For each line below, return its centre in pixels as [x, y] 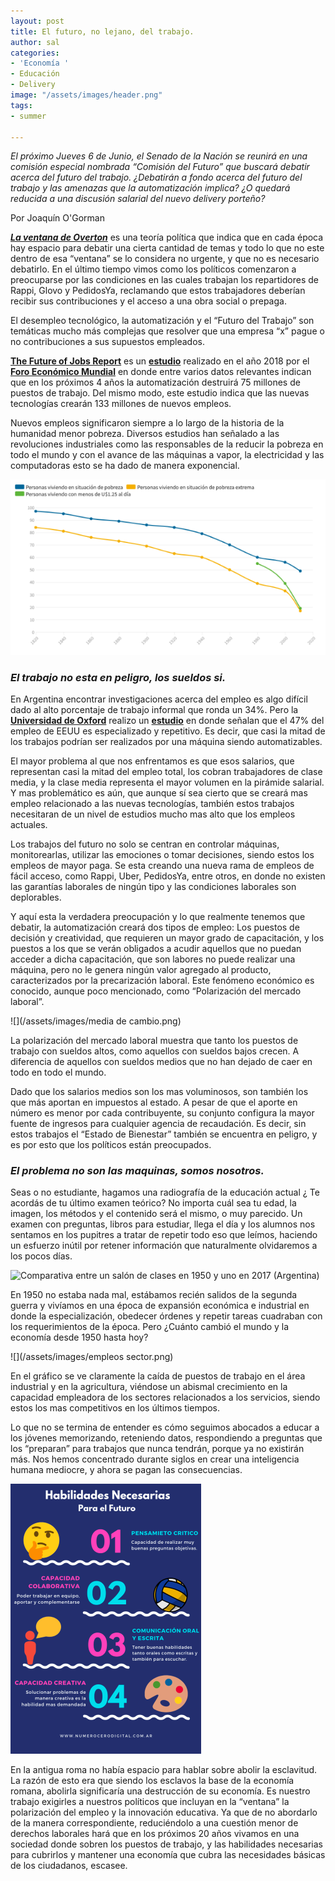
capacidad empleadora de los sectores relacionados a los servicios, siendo [165, 1397]
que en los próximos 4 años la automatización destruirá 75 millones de [155, 382]
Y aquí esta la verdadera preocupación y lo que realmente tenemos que [158, 917]
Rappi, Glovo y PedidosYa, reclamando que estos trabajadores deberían [158, 291]
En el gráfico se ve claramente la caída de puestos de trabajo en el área [158, 1376]
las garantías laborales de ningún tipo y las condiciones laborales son [153, 887]
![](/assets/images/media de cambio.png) [96, 1021]
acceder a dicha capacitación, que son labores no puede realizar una [153, 959]
